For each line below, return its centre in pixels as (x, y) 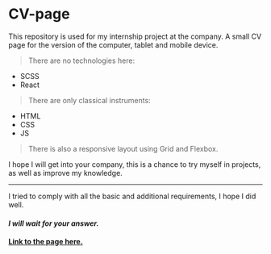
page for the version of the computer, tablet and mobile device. (113, 44)
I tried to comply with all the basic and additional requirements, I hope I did (132, 196)
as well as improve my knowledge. (65, 173)
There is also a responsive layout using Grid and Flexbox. (123, 148)
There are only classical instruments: (89, 100)
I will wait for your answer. (54, 223)
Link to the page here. (46, 242)
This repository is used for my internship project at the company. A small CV (135, 36)
